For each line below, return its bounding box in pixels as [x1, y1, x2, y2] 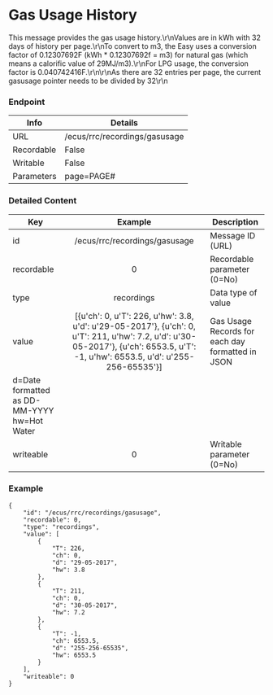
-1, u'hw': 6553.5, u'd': [73, 351, 165, 362]
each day [210, 335, 245, 347]
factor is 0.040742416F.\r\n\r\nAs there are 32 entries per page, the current [8, 67, 262, 76]
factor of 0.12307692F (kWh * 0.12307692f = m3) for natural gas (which [8, 50, 249, 59]
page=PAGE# [64, 171, 116, 182]
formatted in [210, 346, 258, 357]
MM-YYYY [12, 404, 54, 416]
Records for [210, 326, 255, 337]
